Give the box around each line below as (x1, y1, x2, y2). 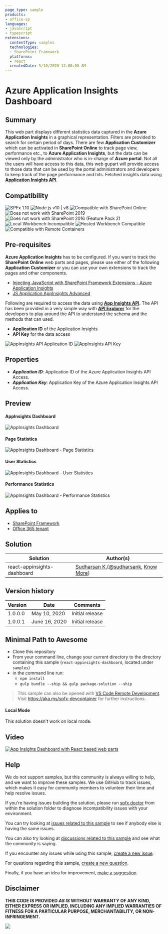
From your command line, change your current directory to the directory (12, 654, 161, 660)
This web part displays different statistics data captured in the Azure (5, 129, 147, 135)
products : (5, 12, 26, 17)
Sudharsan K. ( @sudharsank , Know (75, 563, 157, 570)
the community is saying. (5, 840, 57, 846)
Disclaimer (5, 884, 39, 893)
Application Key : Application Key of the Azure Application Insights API (12, 379, 158, 385)
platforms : (9, 54, 32, 59)
